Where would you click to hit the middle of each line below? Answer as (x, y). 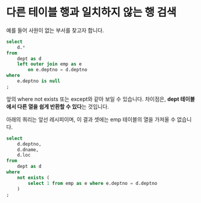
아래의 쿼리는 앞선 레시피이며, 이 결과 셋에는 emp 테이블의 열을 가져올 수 (91, 119)
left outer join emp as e (50, 64)
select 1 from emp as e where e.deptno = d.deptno (93, 183)
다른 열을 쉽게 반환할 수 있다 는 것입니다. (63, 106)
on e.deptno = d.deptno (57, 70)
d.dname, (28, 150)
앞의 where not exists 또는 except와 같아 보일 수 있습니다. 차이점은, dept (93, 99)
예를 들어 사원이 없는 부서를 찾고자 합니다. (55, 30)
